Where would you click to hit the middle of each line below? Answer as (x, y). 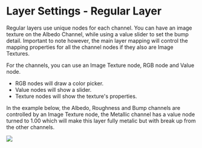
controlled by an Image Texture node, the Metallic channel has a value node (101, 114)
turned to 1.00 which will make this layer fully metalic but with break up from (101, 121)
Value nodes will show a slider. (53, 89)
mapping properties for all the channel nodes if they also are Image (90, 47)
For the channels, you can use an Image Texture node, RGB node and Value (100, 65)
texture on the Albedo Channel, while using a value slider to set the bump (98, 34)
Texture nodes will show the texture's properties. (76, 96)
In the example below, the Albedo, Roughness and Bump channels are (93, 108)
